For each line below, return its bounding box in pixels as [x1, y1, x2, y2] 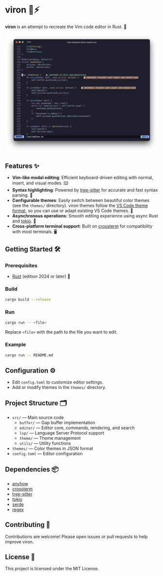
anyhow [12, 481, 28, 486]
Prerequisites [5, 262, 37, 269]
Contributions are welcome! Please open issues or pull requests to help [5, 534, 148, 540]
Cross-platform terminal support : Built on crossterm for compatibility [12, 223, 153, 229]
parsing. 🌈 [12, 192, 33, 198]
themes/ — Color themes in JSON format [12, 445, 93, 451]
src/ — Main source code [12, 414, 64, 420]
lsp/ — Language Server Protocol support [19, 430, 105, 436]
